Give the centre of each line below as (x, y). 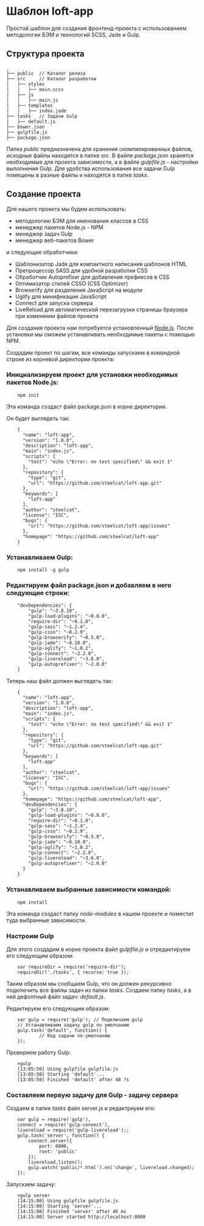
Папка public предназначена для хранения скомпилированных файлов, (100, 149)
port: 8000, (54, 1147)
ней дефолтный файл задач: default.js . (56, 997)
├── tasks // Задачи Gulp (42, 116)
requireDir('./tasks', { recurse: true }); (73, 973)
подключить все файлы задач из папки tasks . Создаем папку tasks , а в (99, 990)
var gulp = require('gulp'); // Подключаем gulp (80, 1020)
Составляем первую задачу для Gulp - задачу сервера (92, 1095)
